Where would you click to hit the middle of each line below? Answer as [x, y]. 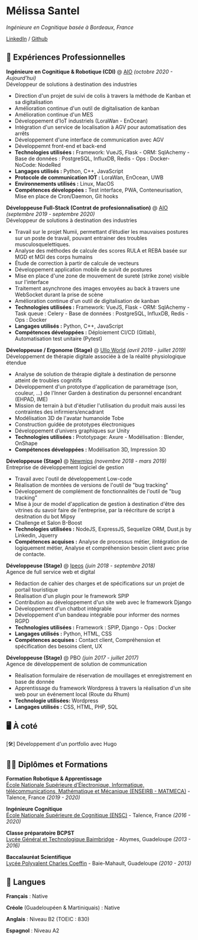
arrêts [22, 133]
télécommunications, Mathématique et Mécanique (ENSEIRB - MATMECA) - [98, 792]
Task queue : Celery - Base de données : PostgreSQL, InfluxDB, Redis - [101, 313]
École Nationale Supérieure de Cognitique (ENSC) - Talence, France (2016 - [98, 815]
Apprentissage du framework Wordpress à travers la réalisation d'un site [103, 688]
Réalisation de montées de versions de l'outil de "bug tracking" [91, 485]
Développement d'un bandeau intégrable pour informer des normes [97, 615]
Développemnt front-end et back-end [60, 146]
